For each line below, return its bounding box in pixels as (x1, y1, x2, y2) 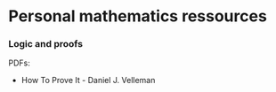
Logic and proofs (8, 38, 84, 50)
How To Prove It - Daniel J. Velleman (20, 75, 156, 86)
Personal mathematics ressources (8, 6, 268, 27)
